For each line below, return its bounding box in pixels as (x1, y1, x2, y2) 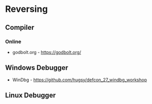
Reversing (5, 3, 48, 15)
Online (5, 38, 21, 45)
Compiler (5, 23, 35, 32)
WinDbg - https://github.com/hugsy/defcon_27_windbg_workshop (12, 77, 148, 83)
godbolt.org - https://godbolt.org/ (12, 49, 81, 55)
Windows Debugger (5, 63, 69, 72)
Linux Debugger (5, 91, 56, 100)
